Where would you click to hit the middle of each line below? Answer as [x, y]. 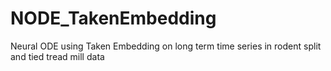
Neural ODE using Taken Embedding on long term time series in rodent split [166, 46]
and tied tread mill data [57, 56]
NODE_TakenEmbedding [113, 18]
